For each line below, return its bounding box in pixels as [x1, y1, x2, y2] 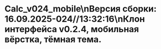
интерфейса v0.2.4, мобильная [4, 24, 140, 35]
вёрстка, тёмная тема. [4, 34, 102, 45]
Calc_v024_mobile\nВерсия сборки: [4, 3, 157, 14]
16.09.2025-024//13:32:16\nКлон [4, 13, 145, 24]
